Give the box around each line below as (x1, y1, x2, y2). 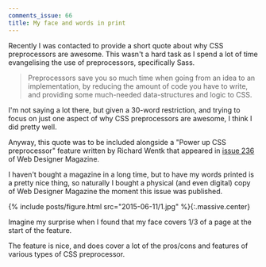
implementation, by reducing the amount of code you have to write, (27, 81, 249, 91)
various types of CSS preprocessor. (8, 249, 125, 258)
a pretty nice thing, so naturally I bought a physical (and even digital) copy (8, 177, 251, 187)
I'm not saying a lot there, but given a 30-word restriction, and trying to (8, 105, 241, 115)
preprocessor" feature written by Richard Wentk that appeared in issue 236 (8, 146, 255, 155)
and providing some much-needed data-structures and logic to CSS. (27, 90, 253, 99)
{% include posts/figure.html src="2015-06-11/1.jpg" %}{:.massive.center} (8, 201, 251, 211)
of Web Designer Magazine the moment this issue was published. (8, 186, 223, 196)
